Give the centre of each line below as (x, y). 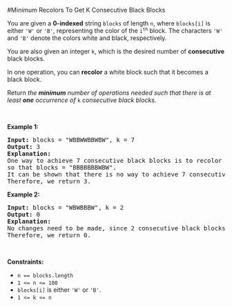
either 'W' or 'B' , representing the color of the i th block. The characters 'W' (115, 31)
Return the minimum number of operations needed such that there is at (109, 93)
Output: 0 (23, 214)
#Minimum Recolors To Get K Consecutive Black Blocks (86, 10)
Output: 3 (23, 147)
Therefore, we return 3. (49, 181)
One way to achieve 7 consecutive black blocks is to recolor (115, 160)
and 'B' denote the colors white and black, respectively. (87, 38)
